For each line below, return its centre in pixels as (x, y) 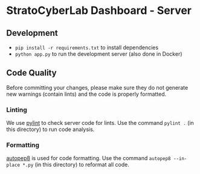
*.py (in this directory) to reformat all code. (76, 165)
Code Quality (31, 73)
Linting (17, 110)
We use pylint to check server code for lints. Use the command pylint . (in (100, 123)
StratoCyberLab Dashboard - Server (99, 11)
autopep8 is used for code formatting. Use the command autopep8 (89, 158)
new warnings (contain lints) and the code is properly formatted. (86, 94)
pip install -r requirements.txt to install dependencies (87, 47)
